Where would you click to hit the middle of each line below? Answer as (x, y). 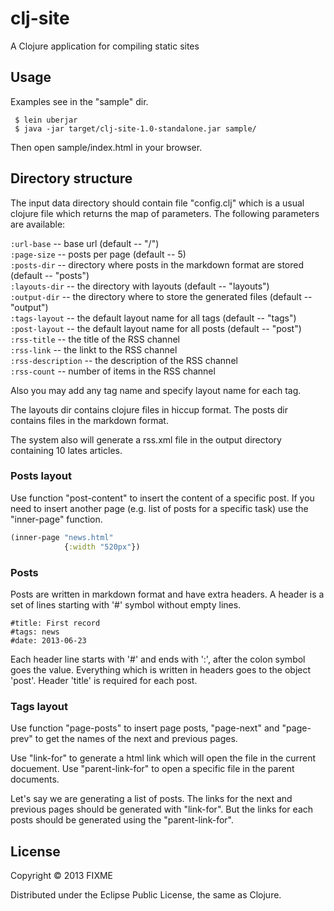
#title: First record (55, 623)
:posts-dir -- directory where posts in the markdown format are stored (157, 264)
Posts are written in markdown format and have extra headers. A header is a (167, 594)
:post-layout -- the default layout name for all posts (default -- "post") (156, 328)
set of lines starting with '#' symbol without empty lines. (126, 604)
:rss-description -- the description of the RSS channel (124, 360)
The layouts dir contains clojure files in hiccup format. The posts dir (149, 409)
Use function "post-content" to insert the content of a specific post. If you (162, 498)
